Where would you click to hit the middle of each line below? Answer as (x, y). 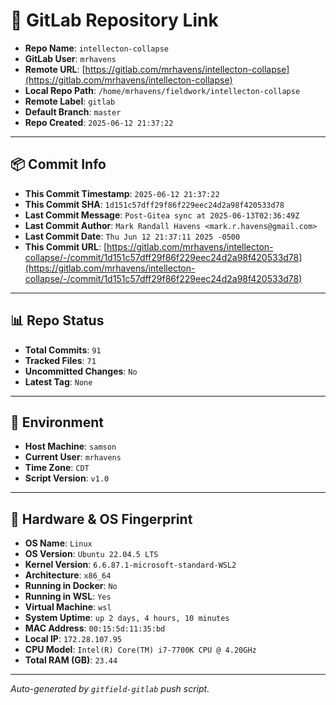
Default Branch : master (73, 111)
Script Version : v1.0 (67, 478)
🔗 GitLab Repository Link (114, 20)
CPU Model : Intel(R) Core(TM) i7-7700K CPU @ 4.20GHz (140, 650)
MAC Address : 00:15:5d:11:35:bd (95, 628)
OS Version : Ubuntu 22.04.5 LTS (91, 554)
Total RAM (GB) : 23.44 (71, 660)
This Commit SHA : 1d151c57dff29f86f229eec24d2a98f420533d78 (154, 204)
